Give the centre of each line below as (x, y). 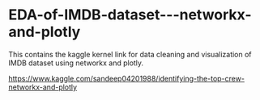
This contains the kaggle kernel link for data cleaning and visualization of (130, 54)
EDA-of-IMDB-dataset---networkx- (130, 15)
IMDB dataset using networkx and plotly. (76, 63)
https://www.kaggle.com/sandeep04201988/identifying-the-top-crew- (127, 78)
